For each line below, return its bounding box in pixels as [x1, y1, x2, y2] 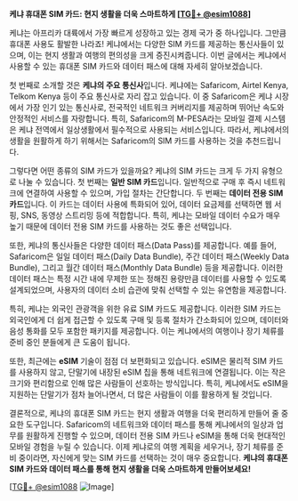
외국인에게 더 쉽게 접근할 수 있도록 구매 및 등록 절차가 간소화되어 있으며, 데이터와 [9, 315, 289, 325]
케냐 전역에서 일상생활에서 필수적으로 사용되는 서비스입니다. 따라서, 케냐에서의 [18, 125, 290, 134]
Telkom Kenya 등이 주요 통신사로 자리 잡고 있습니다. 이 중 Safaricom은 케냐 [9, 91, 273, 101]
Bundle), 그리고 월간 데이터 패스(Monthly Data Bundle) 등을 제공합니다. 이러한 [9, 263, 284, 272]
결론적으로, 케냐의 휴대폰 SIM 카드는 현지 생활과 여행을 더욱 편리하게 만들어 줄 [9, 408, 279, 418]
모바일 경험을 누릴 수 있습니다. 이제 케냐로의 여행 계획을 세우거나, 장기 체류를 [9, 441, 275, 452]
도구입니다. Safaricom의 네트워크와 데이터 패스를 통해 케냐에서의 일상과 [25, 419, 275, 430]
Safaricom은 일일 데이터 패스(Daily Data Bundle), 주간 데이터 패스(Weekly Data [9, 251, 289, 262]
